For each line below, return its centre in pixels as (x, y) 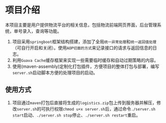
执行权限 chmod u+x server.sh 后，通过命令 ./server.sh (101, 109)
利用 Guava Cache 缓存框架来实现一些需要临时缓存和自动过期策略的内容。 (85, 60)
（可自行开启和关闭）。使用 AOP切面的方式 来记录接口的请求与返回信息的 (82, 48)
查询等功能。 (49, 31)
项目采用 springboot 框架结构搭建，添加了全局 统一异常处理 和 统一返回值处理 (84, 41)
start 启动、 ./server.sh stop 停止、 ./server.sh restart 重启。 (76, 115)
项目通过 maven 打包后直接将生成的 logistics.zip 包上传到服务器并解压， (84, 103)
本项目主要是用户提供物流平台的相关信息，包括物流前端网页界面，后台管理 (81, 25)
